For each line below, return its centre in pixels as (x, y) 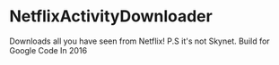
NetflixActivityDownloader (111, 16)
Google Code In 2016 (48, 50)
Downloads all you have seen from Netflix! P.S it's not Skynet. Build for (140, 41)
